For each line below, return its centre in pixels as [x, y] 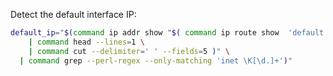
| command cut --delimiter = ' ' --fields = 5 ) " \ [129, 51]
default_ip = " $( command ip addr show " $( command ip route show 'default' [169, 33]
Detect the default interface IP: [73, 14]
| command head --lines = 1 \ [86, 42]
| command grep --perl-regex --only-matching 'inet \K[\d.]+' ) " [156, 60]
